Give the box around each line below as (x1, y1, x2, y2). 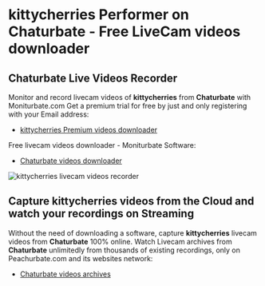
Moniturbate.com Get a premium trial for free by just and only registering (8, 101, 247, 110)
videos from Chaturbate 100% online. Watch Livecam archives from (8, 236, 233, 246)
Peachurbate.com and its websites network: (8, 253, 153, 263)
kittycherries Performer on (8, 6, 190, 24)
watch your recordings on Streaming (8, 207, 194, 220)
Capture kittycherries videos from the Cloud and (8, 194, 255, 209)
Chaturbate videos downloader (19, 156, 122, 165)
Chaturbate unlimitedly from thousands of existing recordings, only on (8, 245, 241, 255)
